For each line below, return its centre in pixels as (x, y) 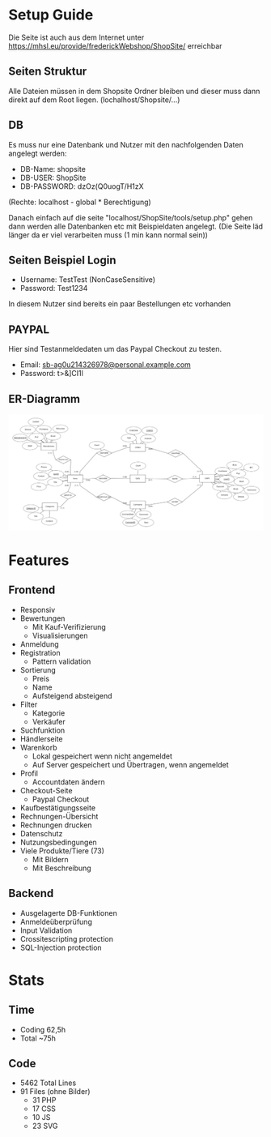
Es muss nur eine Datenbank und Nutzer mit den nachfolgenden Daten (126, 144)
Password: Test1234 (54, 289)
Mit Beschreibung (61, 868)
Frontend (32, 590)
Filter (29, 704)
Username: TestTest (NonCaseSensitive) (88, 280)
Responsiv (38, 609)
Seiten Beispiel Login (62, 260)
